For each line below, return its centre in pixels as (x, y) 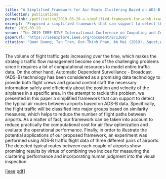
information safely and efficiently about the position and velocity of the (77, 88)
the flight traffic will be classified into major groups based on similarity (77, 109)
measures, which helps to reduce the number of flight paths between (76, 114)
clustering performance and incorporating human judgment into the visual (80, 156)
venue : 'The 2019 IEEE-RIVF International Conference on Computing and (80, 33)
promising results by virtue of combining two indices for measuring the (77, 151)
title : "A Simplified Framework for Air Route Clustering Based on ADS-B (83, 10)
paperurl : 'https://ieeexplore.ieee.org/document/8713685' (67, 38)
